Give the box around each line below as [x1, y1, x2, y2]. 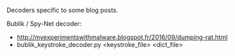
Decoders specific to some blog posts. [6, 6, 119, 14]
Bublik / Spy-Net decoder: [6, 20, 82, 27]
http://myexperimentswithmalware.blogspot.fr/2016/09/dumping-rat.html [16, 33, 228, 41]
